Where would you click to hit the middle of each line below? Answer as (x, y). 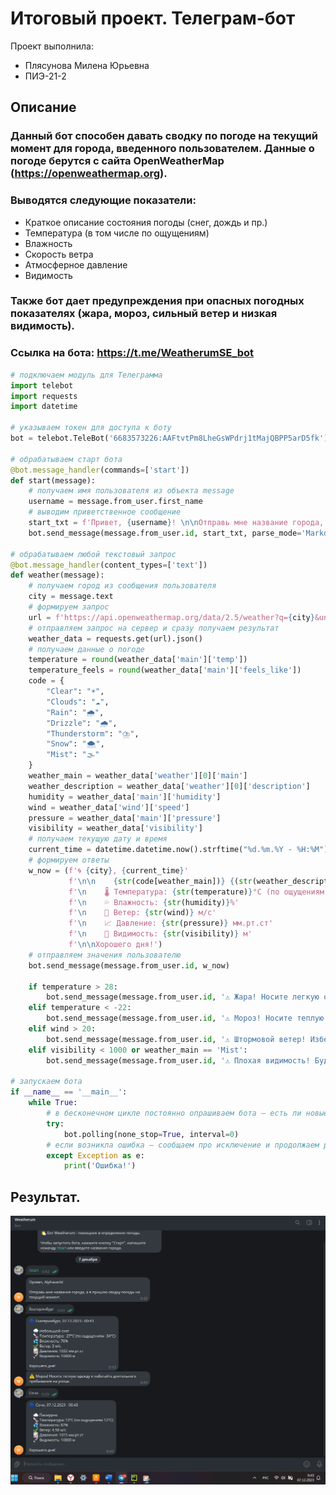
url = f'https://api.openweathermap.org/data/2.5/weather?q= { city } (171, 617)
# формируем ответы (69, 860)
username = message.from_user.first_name (115, 502)
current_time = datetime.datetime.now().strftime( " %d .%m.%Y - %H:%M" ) (178, 850)
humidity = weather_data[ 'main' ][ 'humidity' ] (125, 797)
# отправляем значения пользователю (105, 955)
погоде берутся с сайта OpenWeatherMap (117, 161)
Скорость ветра (59, 254)
